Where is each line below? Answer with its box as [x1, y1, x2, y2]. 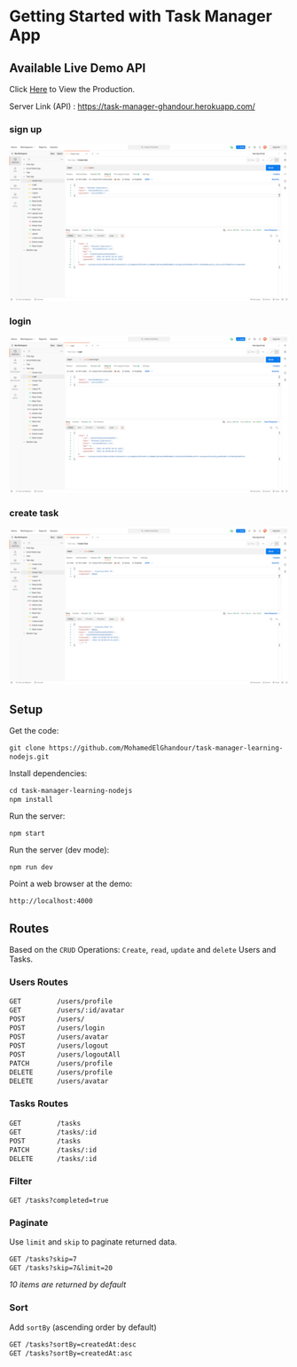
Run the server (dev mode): [9, 845, 110, 855]
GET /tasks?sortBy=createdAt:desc [9, 1340, 137, 1349]
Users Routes [9, 976, 69, 988]
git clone [9, 743, 46, 753]
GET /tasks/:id [9, 1127, 98, 1136]
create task [9, 507, 59, 519]
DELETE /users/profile [9, 1068, 113, 1077]
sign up [9, 122, 43, 135]
